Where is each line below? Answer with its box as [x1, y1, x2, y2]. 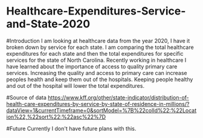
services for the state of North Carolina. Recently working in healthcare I [6, 56, 187, 64]
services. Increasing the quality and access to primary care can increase [6, 69, 187, 76]
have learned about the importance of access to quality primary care [6, 62, 178, 70]
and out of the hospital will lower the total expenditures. [6, 82, 145, 89]
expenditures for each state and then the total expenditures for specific [6, 50, 184, 57]
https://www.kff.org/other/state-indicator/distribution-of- [48, 94, 189, 101]
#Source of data [6, 94, 47, 101]
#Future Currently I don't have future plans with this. [6, 125, 137, 132]
